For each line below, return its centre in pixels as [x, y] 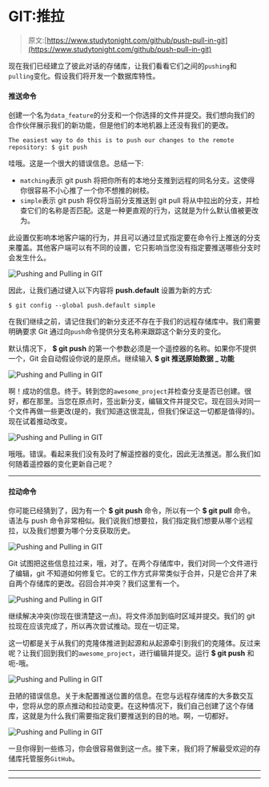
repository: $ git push [48, 148]
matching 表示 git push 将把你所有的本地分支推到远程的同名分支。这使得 [137, 181]
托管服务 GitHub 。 [50, 759]
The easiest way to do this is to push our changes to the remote [121, 141]
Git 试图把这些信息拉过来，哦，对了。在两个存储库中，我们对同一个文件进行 [133, 564]
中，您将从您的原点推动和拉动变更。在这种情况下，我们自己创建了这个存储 [131, 706]
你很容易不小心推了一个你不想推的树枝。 [86, 190]
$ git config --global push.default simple [82, 306]
